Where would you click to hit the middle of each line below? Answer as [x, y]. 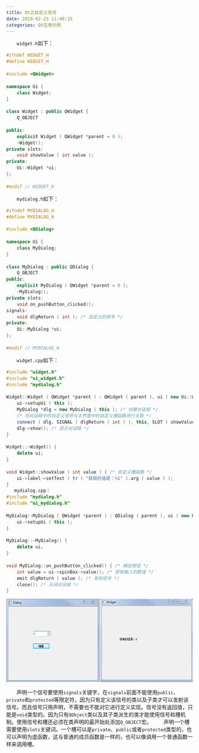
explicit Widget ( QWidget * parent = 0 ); [70, 136]
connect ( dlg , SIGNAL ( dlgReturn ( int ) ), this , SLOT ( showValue [106, 422]
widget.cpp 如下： [38, 360]
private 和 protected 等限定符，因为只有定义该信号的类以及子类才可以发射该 [97, 700]
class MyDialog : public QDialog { [50, 267]
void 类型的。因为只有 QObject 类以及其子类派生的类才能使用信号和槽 [99, 714]
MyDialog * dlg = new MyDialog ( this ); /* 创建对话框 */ [88, 409]
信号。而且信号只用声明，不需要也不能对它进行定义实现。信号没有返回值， [97, 707]
